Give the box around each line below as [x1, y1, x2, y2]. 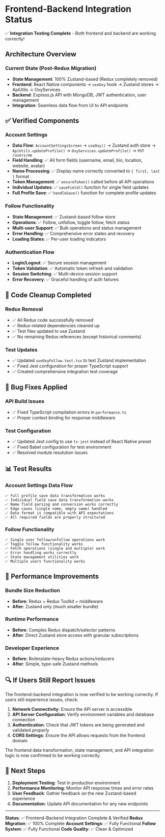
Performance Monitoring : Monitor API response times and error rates [12, 785, 154, 791]
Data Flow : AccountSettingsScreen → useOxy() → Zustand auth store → [12, 142, 156, 148]
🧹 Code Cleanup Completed [5, 291, 92, 299]
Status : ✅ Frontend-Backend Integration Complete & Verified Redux [5, 815, 143, 821]
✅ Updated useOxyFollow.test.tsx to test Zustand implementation [12, 357, 146, 363]
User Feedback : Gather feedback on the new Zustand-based [12, 790, 137, 796]
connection [12, 716, 35, 723]
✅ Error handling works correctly [5, 550, 77, 555]
